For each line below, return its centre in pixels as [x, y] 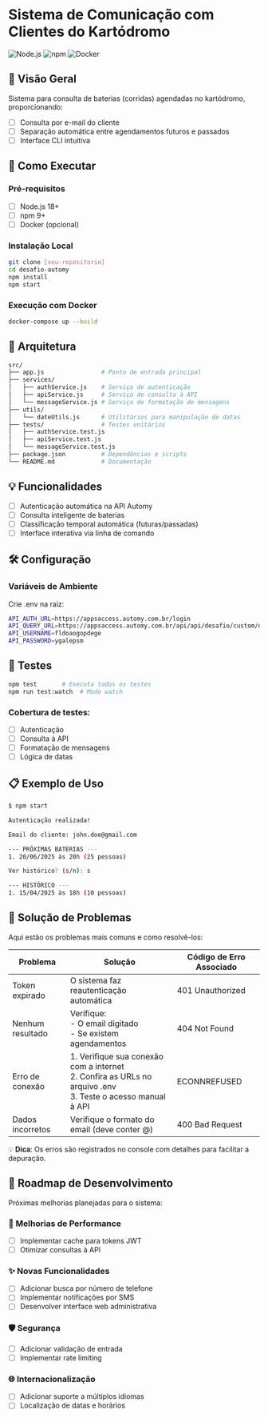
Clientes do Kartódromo [89, 32]
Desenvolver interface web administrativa [88, 1307]
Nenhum [28, 1023]
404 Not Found [205, 1028]
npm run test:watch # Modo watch [66, 691]
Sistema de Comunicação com [111, 15]
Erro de [26, 1076]
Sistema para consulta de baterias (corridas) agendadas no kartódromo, [127, 98]
